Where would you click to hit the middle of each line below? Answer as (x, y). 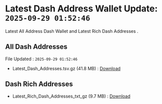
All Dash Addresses (36, 47)
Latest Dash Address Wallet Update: (81, 9)
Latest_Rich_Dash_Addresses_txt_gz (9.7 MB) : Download (71, 96)
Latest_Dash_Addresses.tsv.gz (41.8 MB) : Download (66, 68)
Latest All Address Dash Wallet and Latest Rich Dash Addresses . (72, 31)
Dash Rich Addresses (39, 84)
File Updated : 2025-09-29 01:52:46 (41, 59)
